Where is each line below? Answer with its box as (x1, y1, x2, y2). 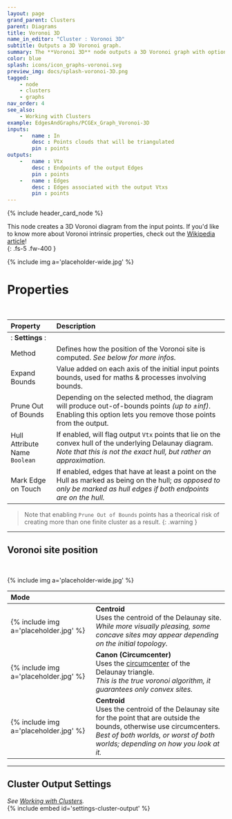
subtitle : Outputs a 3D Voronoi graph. (7, 42, 122, 49)
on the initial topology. (95, 639, 168, 648)
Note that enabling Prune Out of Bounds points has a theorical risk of (23, 511, 220, 519)
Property (10, 321, 41, 331)
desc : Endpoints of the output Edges (32, 164, 144, 171)
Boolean (10, 457, 36, 464)
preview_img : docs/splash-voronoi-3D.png (7, 68, 128, 75)
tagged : (7, 74, 30, 82)
